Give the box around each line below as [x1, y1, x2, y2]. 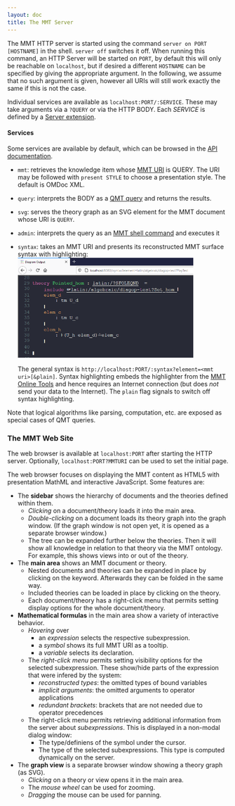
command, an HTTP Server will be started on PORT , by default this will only [7, 53, 222, 63]
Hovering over [27, 626, 69, 635]
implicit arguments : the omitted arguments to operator [38, 686, 195, 695]
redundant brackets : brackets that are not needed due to [38, 701, 203, 710]
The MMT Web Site [7, 433, 74, 443]
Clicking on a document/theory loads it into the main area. [27, 507, 196, 515]
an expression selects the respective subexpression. [38, 634, 191, 642]
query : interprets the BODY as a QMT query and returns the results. [17, 194, 212, 202]
